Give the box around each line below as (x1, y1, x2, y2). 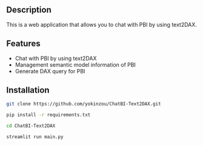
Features (6, 39, 41, 49)
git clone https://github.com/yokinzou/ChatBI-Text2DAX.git (6, 101, 162, 107)
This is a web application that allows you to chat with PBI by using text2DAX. (6, 21, 197, 28)
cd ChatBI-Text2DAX (6, 123, 56, 129)
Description (6, 5, 52, 15)
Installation (6, 85, 50, 96)
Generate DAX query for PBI (15, 67, 85, 75)
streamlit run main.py (6, 134, 64, 140)
